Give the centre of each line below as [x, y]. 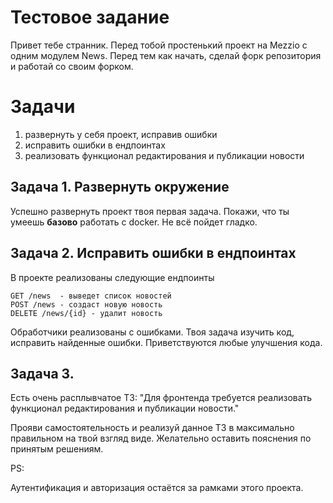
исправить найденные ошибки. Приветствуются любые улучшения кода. [166, 342]
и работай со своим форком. [72, 66]
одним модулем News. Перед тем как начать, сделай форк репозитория [166, 55]
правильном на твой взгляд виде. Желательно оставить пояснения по [161, 438]
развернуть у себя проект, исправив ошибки [121, 134]
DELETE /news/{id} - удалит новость [86, 313]
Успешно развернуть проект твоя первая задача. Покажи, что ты [150, 211]
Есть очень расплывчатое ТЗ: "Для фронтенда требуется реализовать [161, 398]
